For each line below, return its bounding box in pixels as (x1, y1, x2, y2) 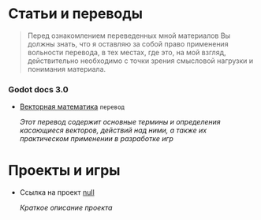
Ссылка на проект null (19, 188, 95, 197)
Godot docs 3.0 (8, 84, 69, 95)
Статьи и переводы (8, 5, 144, 23)
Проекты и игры (8, 162, 121, 180)
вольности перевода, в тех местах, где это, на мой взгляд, (27, 47, 226, 57)
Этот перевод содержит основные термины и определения (19, 117, 221, 127)
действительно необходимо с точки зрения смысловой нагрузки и (27, 56, 254, 65)
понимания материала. (27, 64, 106, 73)
